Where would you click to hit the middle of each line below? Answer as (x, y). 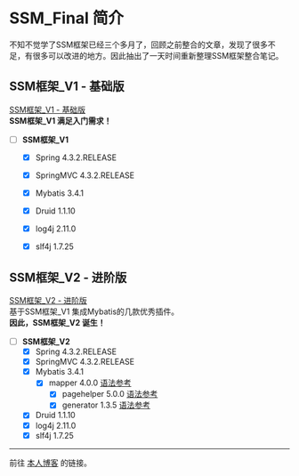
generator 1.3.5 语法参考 (106, 405)
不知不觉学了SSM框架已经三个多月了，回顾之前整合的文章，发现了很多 (139, 44)
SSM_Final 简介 (67, 18)
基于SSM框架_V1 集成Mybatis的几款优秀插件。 (94, 311)
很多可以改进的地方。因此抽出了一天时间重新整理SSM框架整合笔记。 (158, 55)
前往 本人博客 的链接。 (50, 463)
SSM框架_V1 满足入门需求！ (61, 120)
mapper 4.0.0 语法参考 (90, 383)
